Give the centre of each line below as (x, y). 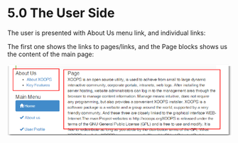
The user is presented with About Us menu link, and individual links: (107, 33)
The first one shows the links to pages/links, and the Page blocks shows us (117, 46)
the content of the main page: (51, 54)
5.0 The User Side (61, 13)
